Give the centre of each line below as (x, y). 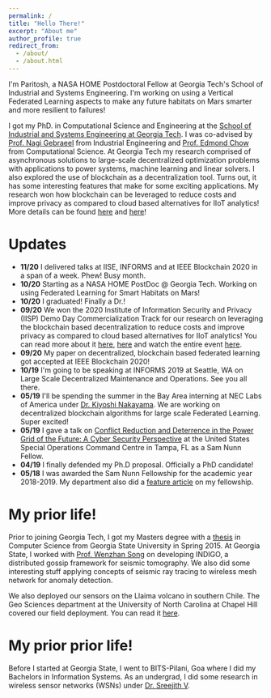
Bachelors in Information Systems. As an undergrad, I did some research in (133, 676)
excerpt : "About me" (43, 31)
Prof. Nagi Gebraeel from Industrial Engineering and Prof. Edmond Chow (129, 143)
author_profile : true (45, 38)
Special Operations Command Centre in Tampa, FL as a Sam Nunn (131, 447)
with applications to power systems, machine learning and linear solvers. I (131, 168)
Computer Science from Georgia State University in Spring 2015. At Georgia (134, 545)
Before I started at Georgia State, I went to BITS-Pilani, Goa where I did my (132, 668)
